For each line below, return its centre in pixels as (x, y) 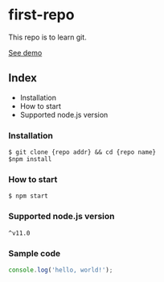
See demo (25, 52)
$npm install (30, 160)
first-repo (41, 15)
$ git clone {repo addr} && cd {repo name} (82, 152)
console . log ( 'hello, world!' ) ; (61, 270)
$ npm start (28, 196)
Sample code (35, 253)
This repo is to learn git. (47, 37)
